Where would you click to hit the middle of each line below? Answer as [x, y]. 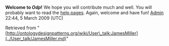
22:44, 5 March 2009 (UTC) [34, 18]
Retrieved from [21, 28]
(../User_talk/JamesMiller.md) [36, 38]
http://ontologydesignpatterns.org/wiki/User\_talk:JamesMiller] [72, 33]
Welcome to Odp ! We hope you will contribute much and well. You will [79, 7]
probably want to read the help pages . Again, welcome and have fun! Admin [85, 13]
